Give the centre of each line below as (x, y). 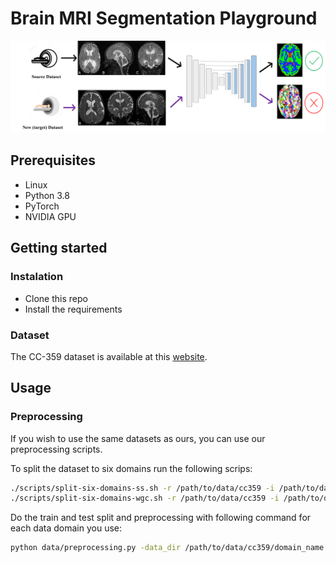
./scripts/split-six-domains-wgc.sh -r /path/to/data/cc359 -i (145, 498)
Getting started (59, 248)
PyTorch (42, 206)
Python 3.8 (47, 195)
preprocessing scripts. (56, 449)
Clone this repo (56, 298)
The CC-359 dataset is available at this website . (109, 356)
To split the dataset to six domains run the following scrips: (131, 468)
